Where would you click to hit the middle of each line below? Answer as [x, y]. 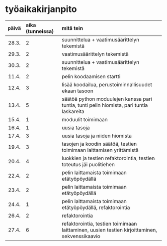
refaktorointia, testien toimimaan [99, 224]
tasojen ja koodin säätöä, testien [99, 144]
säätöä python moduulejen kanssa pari [107, 99]
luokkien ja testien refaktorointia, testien [108, 158]
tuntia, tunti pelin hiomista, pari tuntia [105, 105]
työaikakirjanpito [41, 9]
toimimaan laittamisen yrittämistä [100, 150]
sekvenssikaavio [81, 236]
